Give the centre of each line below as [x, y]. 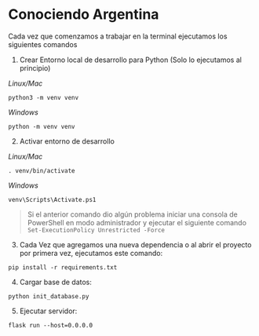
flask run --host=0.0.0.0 [50, 325]
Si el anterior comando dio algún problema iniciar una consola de [132, 214]
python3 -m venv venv [44, 97]
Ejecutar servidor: [48, 311]
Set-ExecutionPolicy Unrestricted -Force [96, 230]
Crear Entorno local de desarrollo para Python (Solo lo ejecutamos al [130, 60]
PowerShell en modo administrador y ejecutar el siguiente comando [137, 222]
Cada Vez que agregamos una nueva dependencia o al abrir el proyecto [135, 244]
